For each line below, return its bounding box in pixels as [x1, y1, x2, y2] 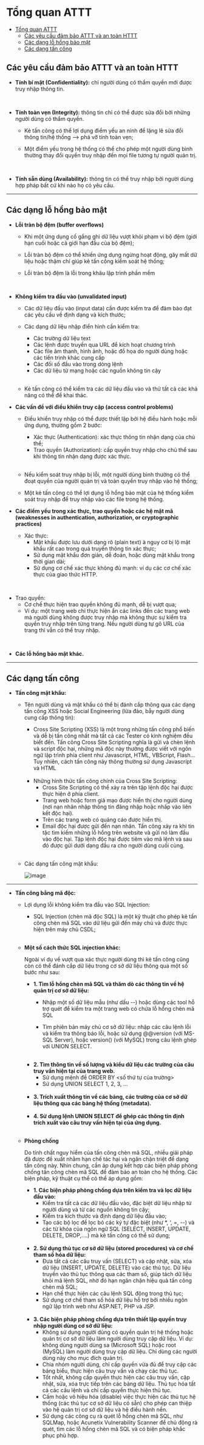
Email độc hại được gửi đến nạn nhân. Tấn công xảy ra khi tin [42, 822, 195, 830]
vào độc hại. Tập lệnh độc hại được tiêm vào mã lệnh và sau [42, 835, 192, 843]
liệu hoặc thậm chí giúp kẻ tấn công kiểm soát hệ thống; [24, 258, 165, 265]
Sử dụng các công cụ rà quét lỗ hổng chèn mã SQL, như [42, 1412, 183, 1420]
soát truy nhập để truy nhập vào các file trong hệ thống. [24, 495, 165, 503]
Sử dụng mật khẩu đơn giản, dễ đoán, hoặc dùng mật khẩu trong [33, 551, 195, 558]
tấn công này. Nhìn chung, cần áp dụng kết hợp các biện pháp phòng [24, 1162, 198, 1169]
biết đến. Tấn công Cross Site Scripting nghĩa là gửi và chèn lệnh [33, 739, 195, 746]
